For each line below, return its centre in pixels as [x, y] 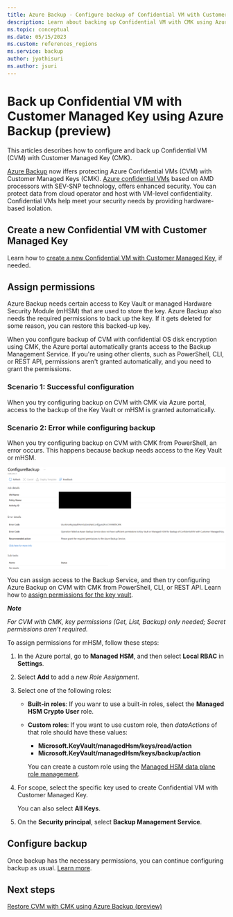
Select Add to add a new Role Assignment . [78, 677]
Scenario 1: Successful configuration [71, 387]
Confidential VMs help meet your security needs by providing [95, 201]
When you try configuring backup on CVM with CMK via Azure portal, [107, 402]
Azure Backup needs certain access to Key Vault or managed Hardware [110, 304]
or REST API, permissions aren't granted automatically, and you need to [109, 361]
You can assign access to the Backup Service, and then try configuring [109, 580]
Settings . [31, 663]
